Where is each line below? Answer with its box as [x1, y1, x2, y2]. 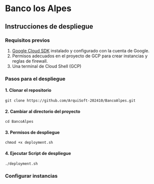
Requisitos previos [5, 37, 50, 44]
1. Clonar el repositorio [5, 87, 52, 93]
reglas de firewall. [12, 58, 48, 64]
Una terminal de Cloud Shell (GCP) [12, 63, 82, 69]
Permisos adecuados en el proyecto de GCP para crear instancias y [12, 53, 148, 59]
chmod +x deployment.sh [5, 140, 53, 145]
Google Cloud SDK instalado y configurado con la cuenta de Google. [12, 48, 150, 53]
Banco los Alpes [5, 3, 72, 14]
